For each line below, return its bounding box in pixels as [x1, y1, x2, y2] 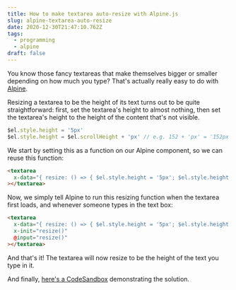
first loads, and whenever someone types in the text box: [7, 201, 173, 209]
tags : [7, 30, 23, 37]
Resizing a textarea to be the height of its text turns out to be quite [7, 98, 200, 106]
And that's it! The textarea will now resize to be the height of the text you [7, 253, 219, 262]
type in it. [7, 261, 35, 269]
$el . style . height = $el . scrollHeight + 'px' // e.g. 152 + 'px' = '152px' [7, 133, 232, 140]
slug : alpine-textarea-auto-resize [7, 17, 112, 24]
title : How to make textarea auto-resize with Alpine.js [7, 10, 179, 18]
